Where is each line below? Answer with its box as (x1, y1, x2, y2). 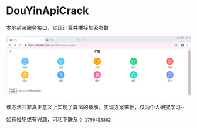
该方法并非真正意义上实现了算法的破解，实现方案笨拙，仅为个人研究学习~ (6, 103, 185, 110)
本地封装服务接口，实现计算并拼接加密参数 (6, 24, 109, 31)
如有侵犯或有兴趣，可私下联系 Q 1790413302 (6, 116, 111, 123)
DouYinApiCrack (6, 4, 89, 18)
